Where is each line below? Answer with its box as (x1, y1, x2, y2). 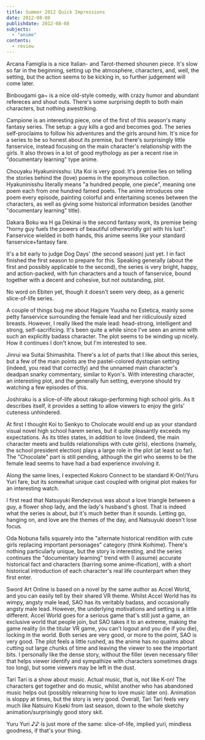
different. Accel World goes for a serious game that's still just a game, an (6, 612, 190, 619)
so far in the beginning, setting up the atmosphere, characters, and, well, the (6, 66, 199, 74)
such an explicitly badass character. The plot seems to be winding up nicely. (6, 332, 199, 340)
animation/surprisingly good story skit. (6, 708, 104, 715)
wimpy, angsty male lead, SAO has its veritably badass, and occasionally (6, 598, 190, 606)
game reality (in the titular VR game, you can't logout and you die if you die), (6, 625, 199, 632)
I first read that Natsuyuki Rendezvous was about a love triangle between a (6, 496, 196, 504)
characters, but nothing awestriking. (6, 104, 98, 112)
